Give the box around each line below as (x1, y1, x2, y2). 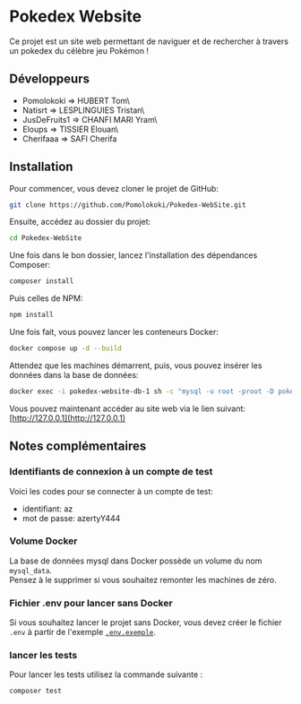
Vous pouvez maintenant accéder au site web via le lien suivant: (9, 403, 246, 414)
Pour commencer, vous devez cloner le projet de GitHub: (9, 183, 219, 193)
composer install (9, 277, 74, 286)
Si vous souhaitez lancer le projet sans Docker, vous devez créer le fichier (9, 617, 282, 628)
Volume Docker (9, 535, 78, 547)
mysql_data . (9, 564, 52, 575)
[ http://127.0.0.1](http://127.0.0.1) (9, 412, 126, 423)
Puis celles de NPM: (9, 293, 83, 304)
